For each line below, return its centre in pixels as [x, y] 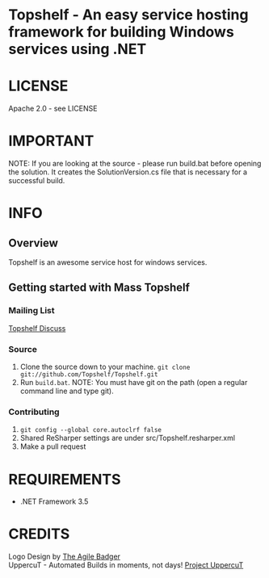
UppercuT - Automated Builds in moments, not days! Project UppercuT [126, 565]
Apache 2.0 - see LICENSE [53, 109]
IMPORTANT [51, 141]
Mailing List [32, 311]
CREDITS [39, 534]
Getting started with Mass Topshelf [99, 288]
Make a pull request [53, 446]
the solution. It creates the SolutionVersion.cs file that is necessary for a [128, 172]
